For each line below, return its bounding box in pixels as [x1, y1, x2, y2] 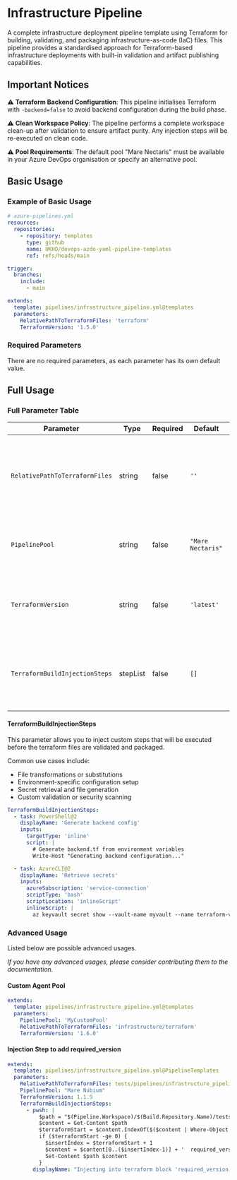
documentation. [7, 964, 54, 973]
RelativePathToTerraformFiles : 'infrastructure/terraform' [20, 1023, 197, 1030]
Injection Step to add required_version [7, 1044, 121, 1054]
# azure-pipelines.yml [7, 213, 74, 220]
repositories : [13, 226, 55, 233]
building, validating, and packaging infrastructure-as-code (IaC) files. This [7, 35, 223, 44]
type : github [25, 239, 65, 246]
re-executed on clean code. [7, 134, 88, 142]
